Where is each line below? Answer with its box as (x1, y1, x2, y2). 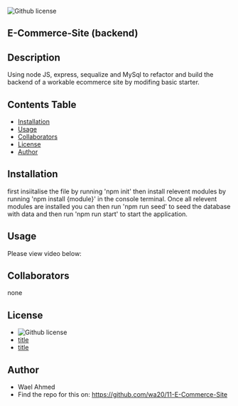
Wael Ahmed (17, 383, 55, 391)
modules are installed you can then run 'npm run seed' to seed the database (7, 202, 231, 210)
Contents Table (7, 98, 77, 110)
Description (7, 51, 60, 63)
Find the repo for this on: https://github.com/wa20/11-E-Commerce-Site (17, 390, 228, 399)
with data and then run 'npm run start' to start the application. (7, 210, 188, 218)
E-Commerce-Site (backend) (7, 27, 139, 39)
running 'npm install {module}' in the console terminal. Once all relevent (7, 194, 217, 203)
